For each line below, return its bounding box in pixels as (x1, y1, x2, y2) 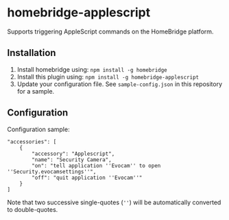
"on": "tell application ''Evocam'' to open (32, 162, 161, 169)
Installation (7, 47, 56, 59)
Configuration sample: (7, 125, 70, 133)
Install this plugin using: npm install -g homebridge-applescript (16, 72, 200, 81)
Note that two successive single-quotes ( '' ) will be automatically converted (7, 198, 221, 206)
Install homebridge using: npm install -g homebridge (16, 65, 168, 73)
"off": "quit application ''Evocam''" (32, 174, 143, 181)
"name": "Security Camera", (32, 156, 112, 163)
